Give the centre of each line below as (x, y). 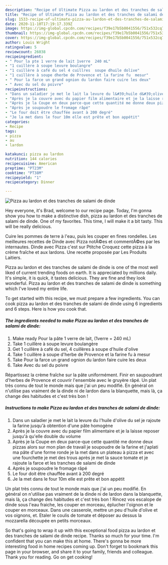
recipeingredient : (24, 56)
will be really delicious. (29, 227)
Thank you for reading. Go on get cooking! (49, 557)
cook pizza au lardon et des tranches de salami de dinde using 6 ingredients (84, 304)
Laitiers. (13, 258)
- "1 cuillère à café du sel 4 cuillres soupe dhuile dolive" (72, 71)
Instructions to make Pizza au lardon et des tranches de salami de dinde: (83, 407)
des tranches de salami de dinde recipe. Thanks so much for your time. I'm (82, 536)
